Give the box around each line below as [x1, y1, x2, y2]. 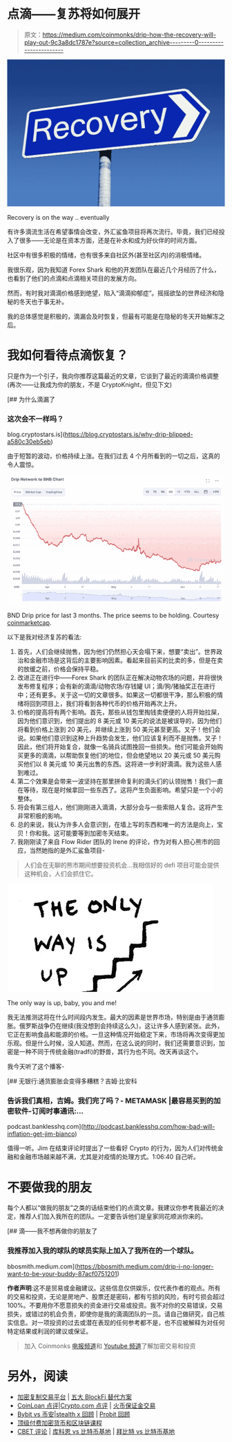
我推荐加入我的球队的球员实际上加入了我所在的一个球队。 [7, 1246, 198, 1255]
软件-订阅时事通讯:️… [14, 1106, 84, 1116]
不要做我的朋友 [7, 1179, 93, 1195]
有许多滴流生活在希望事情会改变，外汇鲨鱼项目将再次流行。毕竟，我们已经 [7, 227, 219, 236]
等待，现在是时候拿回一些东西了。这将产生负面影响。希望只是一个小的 [23, 786, 223, 794]
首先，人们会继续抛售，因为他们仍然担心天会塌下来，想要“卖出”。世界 [17, 648, 217, 656]
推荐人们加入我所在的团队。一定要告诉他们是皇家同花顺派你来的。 [19, 1212, 207, 1221]
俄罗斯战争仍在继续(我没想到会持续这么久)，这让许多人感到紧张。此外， [19, 1022, 224, 1030]
